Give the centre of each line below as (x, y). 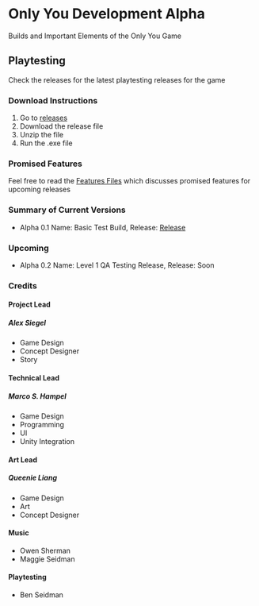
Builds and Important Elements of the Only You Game (95, 36)
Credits (23, 285)
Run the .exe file (46, 143)
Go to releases (44, 118)
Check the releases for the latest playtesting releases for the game (117, 79)
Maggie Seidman (47, 559)
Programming (42, 424)
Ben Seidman (41, 594)
